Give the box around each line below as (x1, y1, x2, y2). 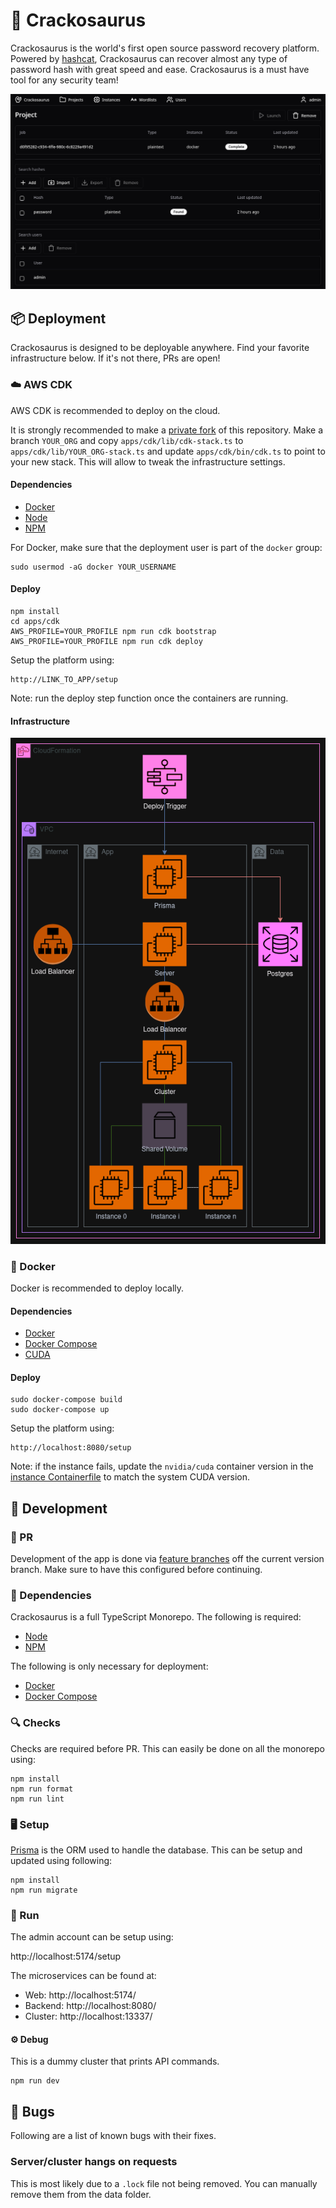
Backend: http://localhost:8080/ (24, 2000, 157, 2012)
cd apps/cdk (10, 616, 60, 626)
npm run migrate (10, 1885, 78, 1895)
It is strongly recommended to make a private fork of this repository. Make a (10, 424, 323, 436)
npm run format (10, 1784, 74, 1794)
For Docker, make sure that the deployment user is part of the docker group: (10, 541, 323, 553)
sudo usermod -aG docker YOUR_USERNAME (10, 562, 177, 572)
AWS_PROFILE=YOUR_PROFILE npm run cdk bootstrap (10, 626, 217, 636)
